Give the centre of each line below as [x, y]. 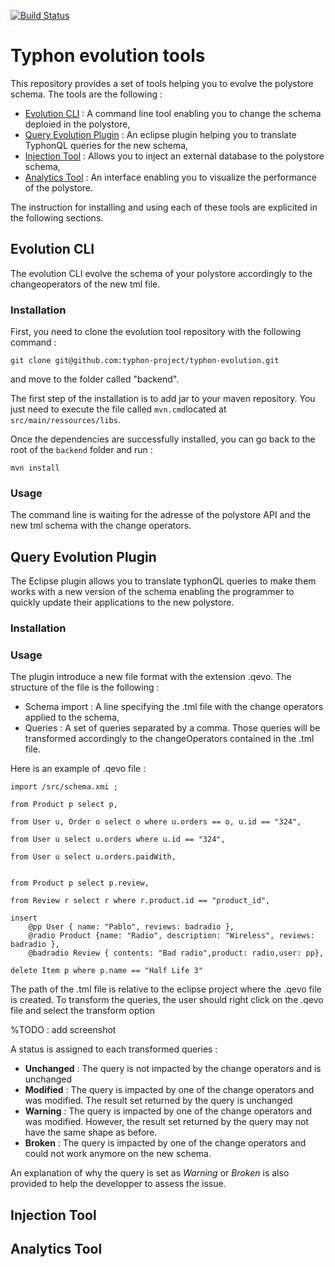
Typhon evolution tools [108, 56]
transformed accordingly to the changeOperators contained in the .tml [169, 739]
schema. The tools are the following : [86, 94]
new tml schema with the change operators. [101, 526]
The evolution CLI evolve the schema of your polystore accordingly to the [161, 273]
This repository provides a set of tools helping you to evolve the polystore [162, 83]
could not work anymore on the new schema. [118, 1154]
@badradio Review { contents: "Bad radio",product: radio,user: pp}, [176, 953]
